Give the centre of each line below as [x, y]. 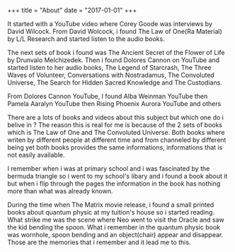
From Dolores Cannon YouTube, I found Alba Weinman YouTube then [108, 96]
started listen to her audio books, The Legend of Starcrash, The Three [109, 67]
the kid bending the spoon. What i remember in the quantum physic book [114, 227]
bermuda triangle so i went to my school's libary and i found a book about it [117, 176]
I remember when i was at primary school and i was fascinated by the [109, 168]
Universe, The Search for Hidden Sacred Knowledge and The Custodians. [115, 83]
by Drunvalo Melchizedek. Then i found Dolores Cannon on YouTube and [114, 60]
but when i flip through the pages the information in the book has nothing [114, 184]
